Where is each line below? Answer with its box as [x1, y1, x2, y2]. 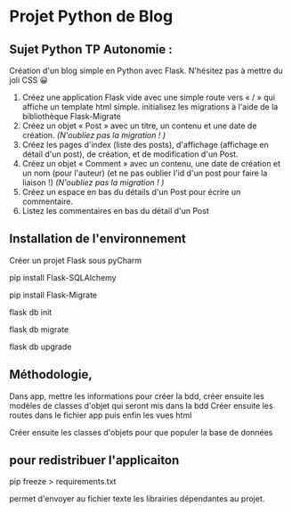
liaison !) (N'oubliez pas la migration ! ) [21, 177, 165, 188]
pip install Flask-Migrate [9, 289, 98, 300]
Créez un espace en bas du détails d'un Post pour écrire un [21, 187, 241, 197]
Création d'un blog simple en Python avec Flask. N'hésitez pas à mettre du [9, 65, 283, 76]
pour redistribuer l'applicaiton [9, 452, 180, 468]
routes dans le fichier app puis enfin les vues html [9, 410, 192, 420]
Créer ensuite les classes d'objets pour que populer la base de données [9, 427, 273, 437]
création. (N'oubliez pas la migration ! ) [21, 130, 166, 140]
